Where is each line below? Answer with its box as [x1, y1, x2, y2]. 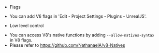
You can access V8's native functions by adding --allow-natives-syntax [9, 32, 155, 38]
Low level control [9, 23, 44, 28]
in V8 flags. [9, 37, 33, 43]
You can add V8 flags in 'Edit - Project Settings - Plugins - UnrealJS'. [9, 13, 147, 19]
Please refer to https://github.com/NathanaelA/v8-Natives [9, 42, 126, 48]
